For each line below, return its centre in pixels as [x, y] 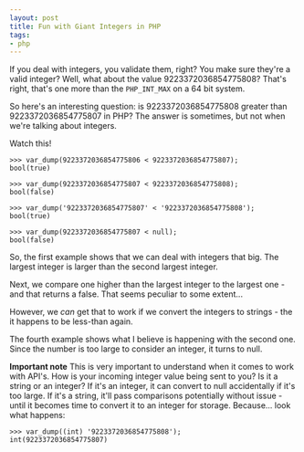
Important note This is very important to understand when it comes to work [152, 367]
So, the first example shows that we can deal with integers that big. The [144, 258]
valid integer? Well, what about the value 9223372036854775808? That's [148, 79]
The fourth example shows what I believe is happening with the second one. [153, 340]
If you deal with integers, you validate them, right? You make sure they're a [150, 69]
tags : [20, 35]
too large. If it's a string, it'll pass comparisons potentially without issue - [146, 396]
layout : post [34, 18]
